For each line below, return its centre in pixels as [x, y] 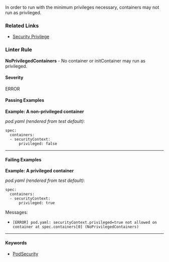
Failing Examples [23, 159]
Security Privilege [31, 37]
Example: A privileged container [39, 171]
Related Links [22, 26]
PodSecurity [25, 254]
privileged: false [38, 144]
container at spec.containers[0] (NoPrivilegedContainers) [76, 227]
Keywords [16, 243]
